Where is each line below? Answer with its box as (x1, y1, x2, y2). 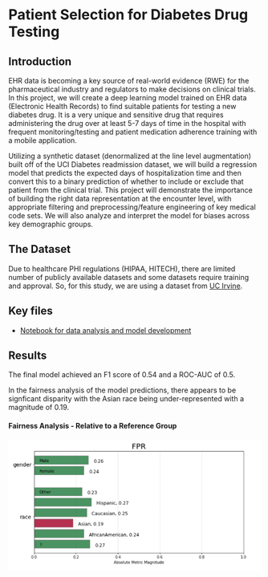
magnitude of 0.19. (8, 403, 70, 412)
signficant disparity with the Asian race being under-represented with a (8, 394, 245, 404)
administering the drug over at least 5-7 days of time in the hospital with (8, 119, 246, 128)
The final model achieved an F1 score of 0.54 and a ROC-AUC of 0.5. (8, 370, 235, 380)
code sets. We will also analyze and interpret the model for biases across (8, 211, 250, 220)
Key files (8, 304, 54, 318)
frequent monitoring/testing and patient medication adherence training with (8, 127, 258, 136)
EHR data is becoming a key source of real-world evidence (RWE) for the (8, 76, 250, 85)
